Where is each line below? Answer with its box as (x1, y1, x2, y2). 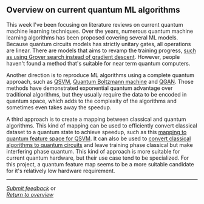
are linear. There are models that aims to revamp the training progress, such (6, 47, 196, 54)
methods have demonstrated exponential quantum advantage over (6, 84, 173, 92)
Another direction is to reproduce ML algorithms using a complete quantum (6, 71, 194, 78)
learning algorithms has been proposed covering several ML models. (6, 33, 178, 41)
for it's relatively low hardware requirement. (6, 167, 115, 174)
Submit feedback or (6, 185, 56, 192)
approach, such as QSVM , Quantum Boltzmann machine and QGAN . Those (6, 78, 194, 85)
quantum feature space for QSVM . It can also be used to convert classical (6, 135, 191, 142)
